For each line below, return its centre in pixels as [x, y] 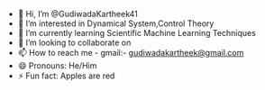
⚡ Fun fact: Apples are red [66, 76]
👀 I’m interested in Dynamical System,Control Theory [116, 23]
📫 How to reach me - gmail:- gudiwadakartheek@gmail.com [131, 53]
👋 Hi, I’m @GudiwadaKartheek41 [78, 14]
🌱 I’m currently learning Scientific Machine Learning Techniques [137, 33]
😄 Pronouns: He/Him [57, 66]
